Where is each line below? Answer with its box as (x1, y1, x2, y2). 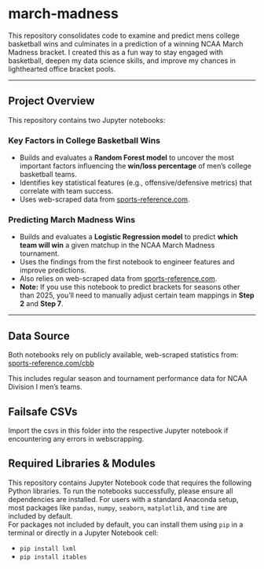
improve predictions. (19, 265, 86, 275)
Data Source (8, 329, 70, 342)
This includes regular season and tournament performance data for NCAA (8, 374, 247, 383)
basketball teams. (19, 170, 77, 179)
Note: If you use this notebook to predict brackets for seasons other (19, 283, 240, 292)
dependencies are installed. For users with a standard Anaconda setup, (8, 494, 239, 504)
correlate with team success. (19, 187, 114, 196)
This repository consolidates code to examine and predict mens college (8, 31, 240, 40)
